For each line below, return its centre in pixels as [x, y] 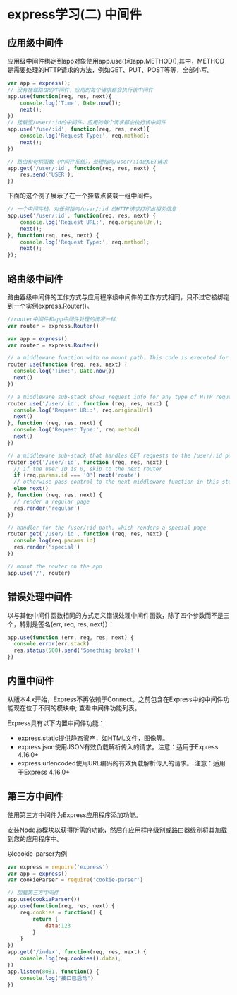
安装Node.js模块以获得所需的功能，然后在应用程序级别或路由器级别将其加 [114, 830]
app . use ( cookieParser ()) [44, 900]
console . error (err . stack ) [52, 644]
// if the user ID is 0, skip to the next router [88, 469]
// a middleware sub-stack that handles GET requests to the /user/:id [115, 455]
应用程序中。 [44, 838]
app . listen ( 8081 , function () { [53, 972]
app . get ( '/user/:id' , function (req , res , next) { [82, 168]
